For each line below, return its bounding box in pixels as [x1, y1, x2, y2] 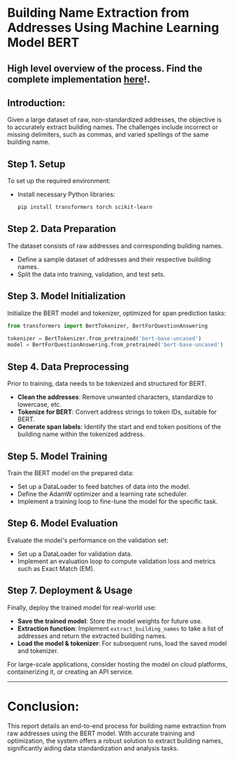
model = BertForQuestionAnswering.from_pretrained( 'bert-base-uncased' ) [7, 341, 224, 349]
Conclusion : [7, 698, 80, 714]
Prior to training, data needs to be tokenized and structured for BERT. [7, 379, 207, 388]
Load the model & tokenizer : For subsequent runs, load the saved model [17, 639, 227, 647]
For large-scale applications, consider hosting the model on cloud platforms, [7, 660, 227, 668]
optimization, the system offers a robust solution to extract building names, [7, 736, 223, 745]
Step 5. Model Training [7, 450, 108, 462]
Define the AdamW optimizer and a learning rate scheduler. [17, 489, 189, 498]
